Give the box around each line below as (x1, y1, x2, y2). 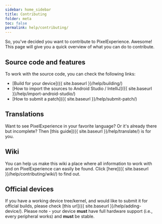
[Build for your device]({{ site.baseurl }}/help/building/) (12, 80, 123, 86)
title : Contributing (5, 12, 47, 17)
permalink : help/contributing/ (5, 25, 69, 30)
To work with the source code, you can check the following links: (5, 71, 136, 77)
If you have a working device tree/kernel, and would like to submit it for (5, 198, 148, 204)
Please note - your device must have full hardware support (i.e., (24, 208, 153, 214)
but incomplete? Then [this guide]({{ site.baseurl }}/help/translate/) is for (5, 128, 151, 134)
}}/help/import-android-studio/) (12, 91, 76, 97)
